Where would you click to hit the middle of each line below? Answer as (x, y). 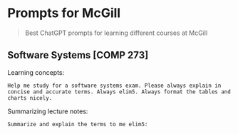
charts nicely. (30, 98)
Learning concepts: (36, 72)
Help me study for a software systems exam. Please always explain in (114, 86)
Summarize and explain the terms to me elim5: (78, 124)
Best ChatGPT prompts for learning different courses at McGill (116, 33)
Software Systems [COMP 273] (78, 55)
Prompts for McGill (64, 13)
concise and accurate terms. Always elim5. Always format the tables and (119, 92)
